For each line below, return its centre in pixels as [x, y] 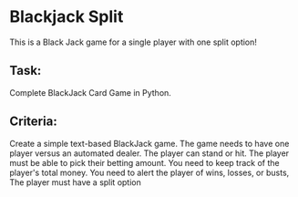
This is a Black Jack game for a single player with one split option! [134, 42]
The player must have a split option [75, 182]
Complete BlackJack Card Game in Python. [90, 92]
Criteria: [33, 122]
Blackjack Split [67, 17]
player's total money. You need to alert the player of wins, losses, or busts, [149, 172]
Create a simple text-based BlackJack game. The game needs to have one [149, 143]
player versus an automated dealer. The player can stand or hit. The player [149, 153]
